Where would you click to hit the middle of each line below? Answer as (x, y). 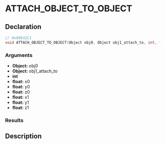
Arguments (19, 55)
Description (23, 136)
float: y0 (21, 87)
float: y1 (21, 102)
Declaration (23, 27)
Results (14, 120)
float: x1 (21, 97)
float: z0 (21, 92)
